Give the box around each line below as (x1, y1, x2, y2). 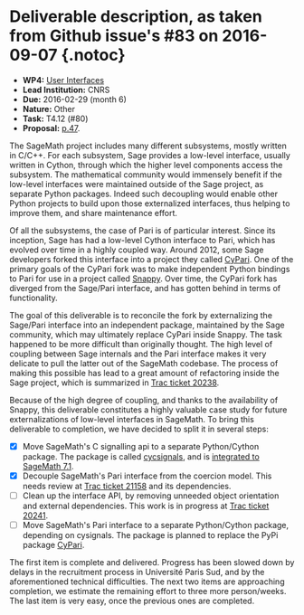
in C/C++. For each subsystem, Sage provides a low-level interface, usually (9, 149, 291, 160)
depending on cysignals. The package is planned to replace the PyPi (22, 530, 279, 541)
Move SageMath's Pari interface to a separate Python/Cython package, (22, 520, 290, 531)
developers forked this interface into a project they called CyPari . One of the (9, 253, 294, 264)
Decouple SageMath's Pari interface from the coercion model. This (22, 470, 272, 481)
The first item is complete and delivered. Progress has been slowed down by (9, 557, 295, 568)
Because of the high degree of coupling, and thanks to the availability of (9, 394, 279, 405)
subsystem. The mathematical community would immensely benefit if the (9, 169, 282, 180)
